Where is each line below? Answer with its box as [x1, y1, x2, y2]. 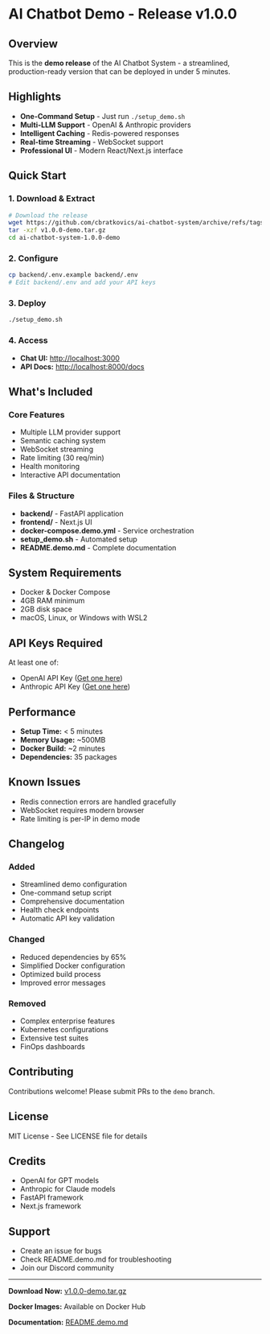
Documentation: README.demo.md [8, 1317, 129, 1328]
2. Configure [8, 253, 59, 264]
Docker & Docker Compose [19, 587, 111, 597]
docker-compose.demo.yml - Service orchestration [19, 525, 194, 535]
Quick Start [8, 169, 67, 183]
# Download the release [8, 211, 88, 220]
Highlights [8, 90, 62, 104]
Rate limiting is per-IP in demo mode [19, 813, 141, 823]
